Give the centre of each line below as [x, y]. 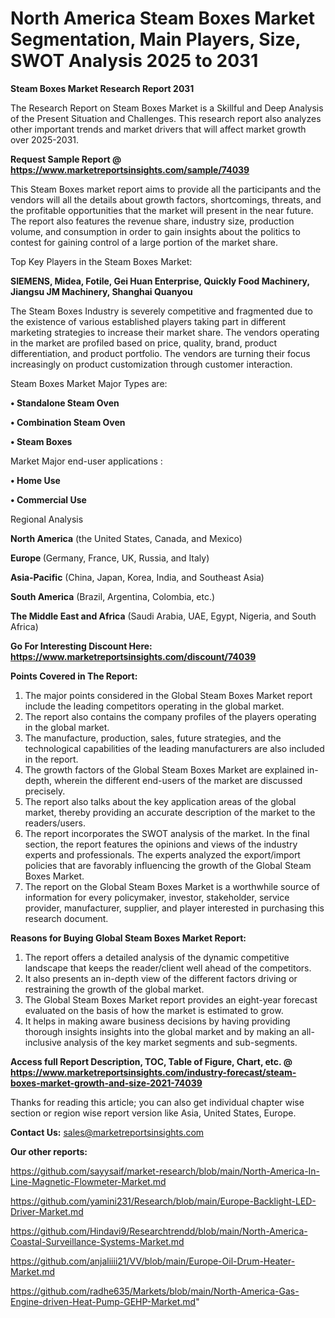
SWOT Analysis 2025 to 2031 [134, 61]
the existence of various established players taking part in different [148, 321]
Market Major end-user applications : [86, 461]
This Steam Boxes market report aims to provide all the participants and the [166, 189]
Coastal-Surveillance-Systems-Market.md [97, 1241]
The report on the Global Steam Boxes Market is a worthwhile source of [172, 886]
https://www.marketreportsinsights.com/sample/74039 [130, 169]
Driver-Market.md [47, 1211]
